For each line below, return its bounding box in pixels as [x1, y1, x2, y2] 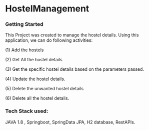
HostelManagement [5, 3, 89, 14]
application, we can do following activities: [5, 37, 93, 43]
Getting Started [5, 21, 43, 28]
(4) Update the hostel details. [5, 76, 65, 82]
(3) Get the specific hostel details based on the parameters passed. [5, 66, 144, 72]
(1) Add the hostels [5, 47, 44, 53]
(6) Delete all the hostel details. [5, 95, 69, 101]
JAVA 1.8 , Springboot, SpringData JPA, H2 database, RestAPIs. [5, 119, 135, 125]
